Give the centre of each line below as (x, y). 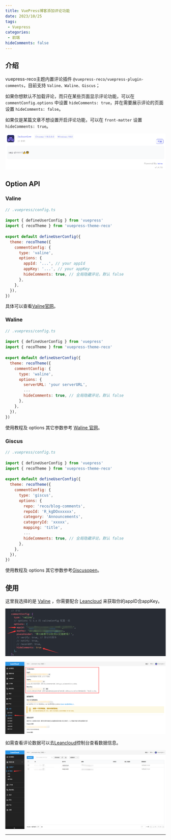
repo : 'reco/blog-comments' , (54, 506)
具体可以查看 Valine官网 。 (32, 306)
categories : (18, 32)
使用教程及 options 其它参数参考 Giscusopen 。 (54, 570)
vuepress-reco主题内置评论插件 (39, 79)
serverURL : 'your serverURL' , (55, 385)
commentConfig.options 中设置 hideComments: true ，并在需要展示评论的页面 (84, 103)
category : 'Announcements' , (53, 517)
